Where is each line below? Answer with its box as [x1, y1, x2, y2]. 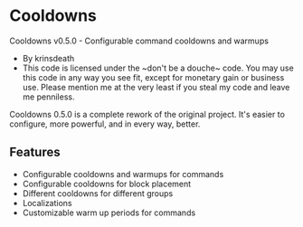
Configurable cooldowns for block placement [22, 178, 192, 189]
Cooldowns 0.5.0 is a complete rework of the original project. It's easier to [9, 109, 285, 119]
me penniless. [22, 91, 75, 102]
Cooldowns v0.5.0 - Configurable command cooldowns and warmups [9, 35, 270, 46]
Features [9, 145, 61, 160]
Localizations [22, 197, 72, 208]
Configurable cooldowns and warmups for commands [22, 168, 224, 179]
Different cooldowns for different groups [22, 187, 174, 199]
